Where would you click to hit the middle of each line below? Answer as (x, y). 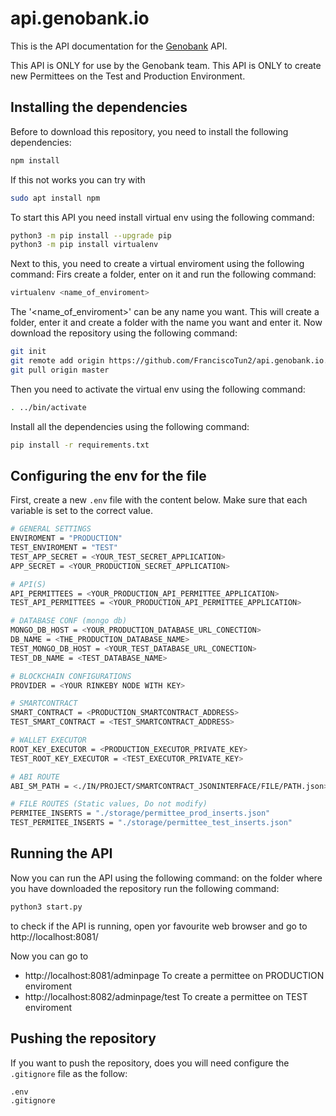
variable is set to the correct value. (82, 511)
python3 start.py (46, 907)
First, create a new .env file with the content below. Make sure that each (159, 500)
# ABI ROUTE (35, 777)
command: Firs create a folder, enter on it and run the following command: (163, 274)
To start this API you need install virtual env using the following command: (162, 217)
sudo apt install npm (55, 198)
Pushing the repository (83, 1038)
